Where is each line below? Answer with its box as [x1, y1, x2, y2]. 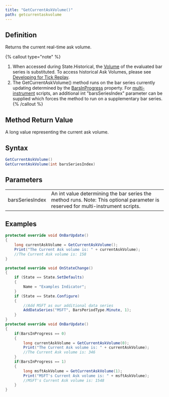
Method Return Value [5, 115, 73, 124]
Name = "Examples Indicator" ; [23, 284, 87, 290]
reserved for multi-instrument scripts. [51, 203, 141, 210]
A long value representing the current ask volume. [5, 129, 109, 135]
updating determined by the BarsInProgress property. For [12, 85, 132, 91]
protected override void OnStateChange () [5, 266, 94, 271]
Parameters [5, 176, 43, 184]
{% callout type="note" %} [5, 54, 61, 60]
